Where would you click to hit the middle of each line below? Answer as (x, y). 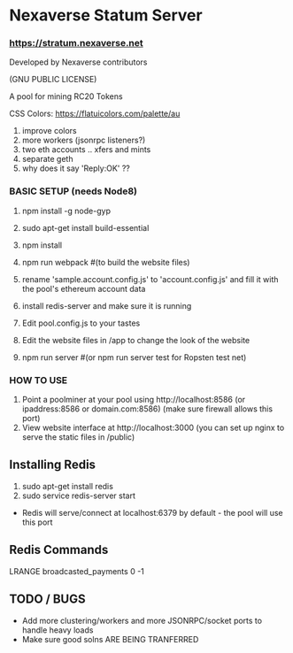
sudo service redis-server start (78, 496)
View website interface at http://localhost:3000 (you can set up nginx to (153, 428)
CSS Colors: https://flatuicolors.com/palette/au (95, 114)
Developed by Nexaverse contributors (78, 62)
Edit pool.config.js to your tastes (81, 323)
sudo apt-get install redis (67, 486)
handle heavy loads (58, 630)
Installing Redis (52, 465)
